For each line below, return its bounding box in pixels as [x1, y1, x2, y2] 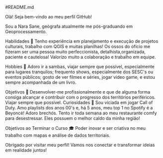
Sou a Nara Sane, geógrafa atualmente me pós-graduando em [5, 23, 133, 29]
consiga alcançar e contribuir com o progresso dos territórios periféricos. [5, 94, 156, 100]
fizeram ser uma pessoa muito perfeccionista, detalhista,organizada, [5, 49, 146, 54]
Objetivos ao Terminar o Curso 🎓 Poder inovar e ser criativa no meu [5, 125, 146, 131]
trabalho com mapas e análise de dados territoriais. [5, 132, 110, 138]
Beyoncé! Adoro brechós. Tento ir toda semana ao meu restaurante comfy [5, 110, 157, 116]
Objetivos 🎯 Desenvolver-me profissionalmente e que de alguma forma [5, 89, 151, 95]
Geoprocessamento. [5, 29, 47, 34]
